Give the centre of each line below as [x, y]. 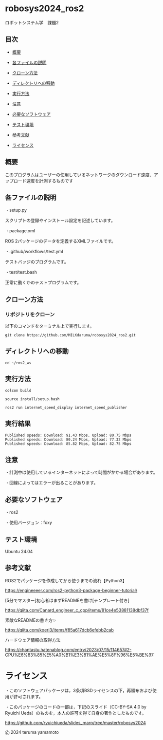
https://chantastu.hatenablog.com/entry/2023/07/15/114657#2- [68, 649]
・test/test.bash [21, 272]
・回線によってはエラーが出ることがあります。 [52, 483]
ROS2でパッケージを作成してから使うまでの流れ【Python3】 [66, 580]
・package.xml [20, 231]
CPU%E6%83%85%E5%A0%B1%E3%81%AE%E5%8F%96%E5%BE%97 [80, 655]
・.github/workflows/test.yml [34, 252]
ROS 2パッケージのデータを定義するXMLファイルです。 [60, 241]
